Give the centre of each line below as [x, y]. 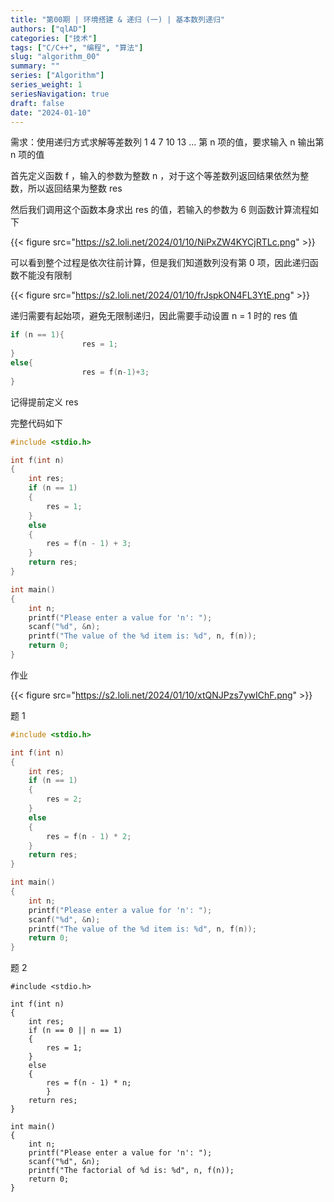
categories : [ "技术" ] [54, 38]
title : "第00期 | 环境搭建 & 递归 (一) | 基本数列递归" [118, 19]
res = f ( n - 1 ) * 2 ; [89, 836]
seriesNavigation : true [60, 94]
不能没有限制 [45, 275]
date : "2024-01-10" [51, 112]
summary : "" [35, 66]
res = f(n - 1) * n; [89, 1083]
